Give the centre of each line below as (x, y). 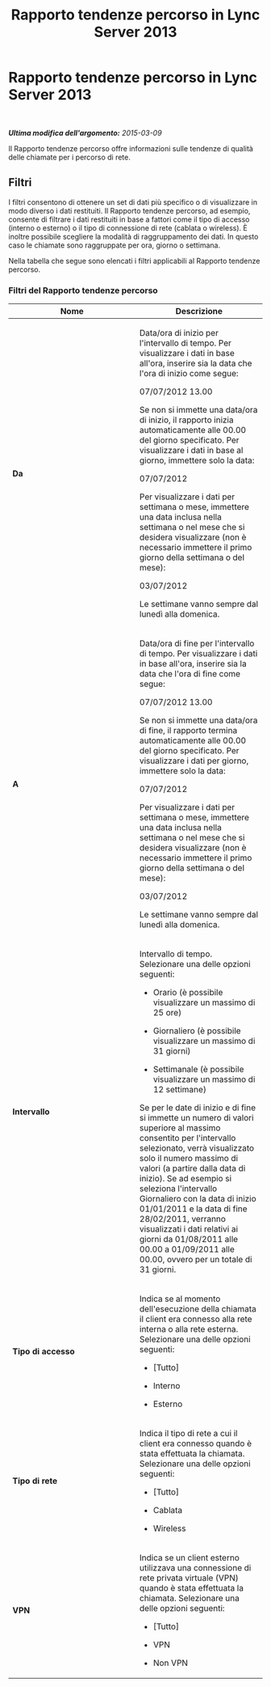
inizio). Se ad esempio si (186, 1179)
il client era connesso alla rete (196, 1319)
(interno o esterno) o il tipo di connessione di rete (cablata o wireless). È (128, 227)
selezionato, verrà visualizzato (197, 1148)
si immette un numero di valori (197, 1118)
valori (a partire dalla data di (193, 1168)
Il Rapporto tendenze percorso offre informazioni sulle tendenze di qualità (131, 148)
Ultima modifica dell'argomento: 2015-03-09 (85, 133)
